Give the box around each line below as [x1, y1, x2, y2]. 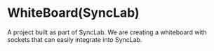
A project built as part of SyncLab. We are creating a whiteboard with [7, 28, 207, 36]
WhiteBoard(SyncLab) [7, 5, 140, 21]
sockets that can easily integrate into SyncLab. [7, 35, 142, 43]
